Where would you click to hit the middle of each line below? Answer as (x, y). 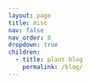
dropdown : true (33, 45)
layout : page (30, 15)
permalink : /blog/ (53, 67)
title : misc (28, 23)
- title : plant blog (49, 60)
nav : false (26, 30)
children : (25, 52)
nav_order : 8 (30, 38)
